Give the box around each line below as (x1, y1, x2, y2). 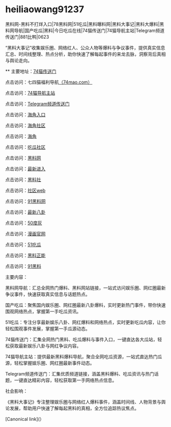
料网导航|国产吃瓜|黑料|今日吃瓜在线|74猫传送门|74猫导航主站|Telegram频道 (5, 27, 164, 34)
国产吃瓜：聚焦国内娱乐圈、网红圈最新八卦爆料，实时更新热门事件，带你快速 (5, 302, 166, 308)
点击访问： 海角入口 (5, 111, 46, 118)
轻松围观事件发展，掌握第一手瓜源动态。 (5, 325, 90, 332)
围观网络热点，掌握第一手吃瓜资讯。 (5, 308, 81, 314)
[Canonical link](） (5, 416, 44, 422)
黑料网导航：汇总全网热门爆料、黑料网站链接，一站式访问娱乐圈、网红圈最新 (5, 284, 166, 291)
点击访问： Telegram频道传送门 (5, 100, 70, 106)
